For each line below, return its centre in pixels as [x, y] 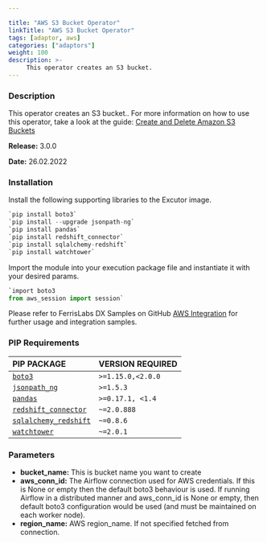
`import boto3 [32, 290]
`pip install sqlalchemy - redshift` [68, 245]
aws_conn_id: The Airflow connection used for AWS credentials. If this [138, 481]
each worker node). [53, 515]
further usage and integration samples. [73, 322]
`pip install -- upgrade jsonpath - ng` [72, 222]
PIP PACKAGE [39, 364]
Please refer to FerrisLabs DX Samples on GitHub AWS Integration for [123, 314]
